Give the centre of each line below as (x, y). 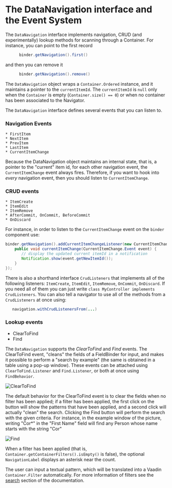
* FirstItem (18, 134)
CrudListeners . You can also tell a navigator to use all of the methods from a (85, 294)
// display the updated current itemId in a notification (84, 254)
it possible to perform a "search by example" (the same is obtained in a (80, 360)
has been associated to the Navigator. (45, 100)
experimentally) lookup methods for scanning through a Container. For (79, 40)
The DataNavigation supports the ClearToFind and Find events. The (76, 349)
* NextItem (17, 139)
